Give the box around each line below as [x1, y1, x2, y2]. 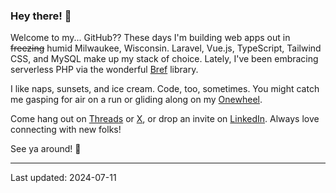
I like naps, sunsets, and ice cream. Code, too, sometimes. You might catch [10, 83, 320, 95]
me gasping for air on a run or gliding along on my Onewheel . [10, 94, 263, 106]
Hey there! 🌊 [10, 9, 72, 23]
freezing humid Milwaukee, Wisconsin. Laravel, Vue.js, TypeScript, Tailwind [10, 42, 322, 54]
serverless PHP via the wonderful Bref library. [10, 64, 199, 76]
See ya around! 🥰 [10, 143, 82, 155]
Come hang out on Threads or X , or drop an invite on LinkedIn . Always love [10, 113, 320, 125]
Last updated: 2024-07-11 [10, 172, 117, 184]
